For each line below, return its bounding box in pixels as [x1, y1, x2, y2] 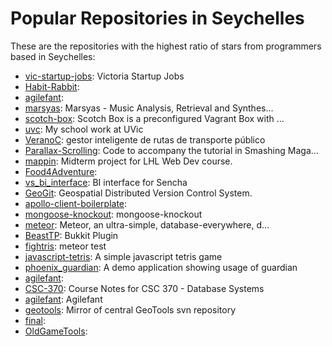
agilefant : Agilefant [24, 293, 103, 305]
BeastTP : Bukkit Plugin [24, 229, 119, 241]
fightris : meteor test [24, 240, 107, 252]
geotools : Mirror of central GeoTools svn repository [24, 303, 237, 316]
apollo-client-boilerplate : [24, 197, 128, 209]
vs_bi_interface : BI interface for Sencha [24, 176, 188, 188]
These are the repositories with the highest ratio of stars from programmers [10, 40, 322, 52]
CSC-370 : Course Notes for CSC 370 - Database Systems [24, 282, 265, 294]
